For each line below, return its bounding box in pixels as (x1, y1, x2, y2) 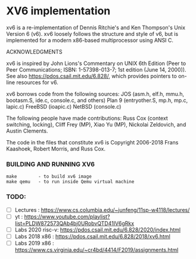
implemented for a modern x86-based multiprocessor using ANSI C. (6, 36, 174, 44)
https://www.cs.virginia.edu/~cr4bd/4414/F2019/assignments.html (14, 246, 179, 253)
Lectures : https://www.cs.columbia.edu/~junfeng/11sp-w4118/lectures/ (14, 206, 190, 213)
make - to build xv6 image (6, 174, 92, 180)
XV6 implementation (6, 4, 111, 18)
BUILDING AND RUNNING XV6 (6, 160, 95, 168)
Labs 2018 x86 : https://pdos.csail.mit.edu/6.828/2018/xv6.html (14, 233, 171, 240)
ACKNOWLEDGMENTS (6, 48, 63, 55)
